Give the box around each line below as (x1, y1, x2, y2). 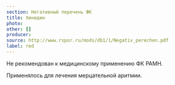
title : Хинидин (6, 15, 45, 21)
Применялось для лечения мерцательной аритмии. (6, 72, 142, 79)
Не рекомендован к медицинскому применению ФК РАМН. (6, 59, 163, 67)
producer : (6, 32, 32, 38)
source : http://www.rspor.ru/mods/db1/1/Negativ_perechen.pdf (6, 37, 169, 43)
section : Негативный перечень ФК (6, 9, 92, 15)
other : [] (6, 26, 32, 32)
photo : (6, 20, 23, 26)
